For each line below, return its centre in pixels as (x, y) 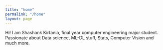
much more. (17, 43)
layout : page (19, 19)
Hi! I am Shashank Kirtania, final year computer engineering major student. (82, 33)
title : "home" (20, 10)
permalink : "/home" (25, 14)
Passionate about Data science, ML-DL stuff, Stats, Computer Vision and (80, 38)
